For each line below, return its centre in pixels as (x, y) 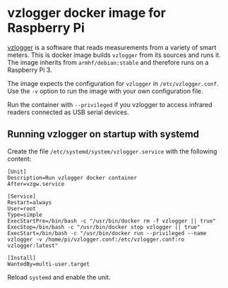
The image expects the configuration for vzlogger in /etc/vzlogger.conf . (113, 83)
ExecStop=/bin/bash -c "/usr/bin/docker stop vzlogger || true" (104, 227)
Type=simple (25, 215)
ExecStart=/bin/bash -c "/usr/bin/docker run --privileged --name (107, 233)
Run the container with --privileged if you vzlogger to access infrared (110, 104)
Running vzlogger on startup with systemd (103, 134)
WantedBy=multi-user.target (49, 264)
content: (19, 158)
